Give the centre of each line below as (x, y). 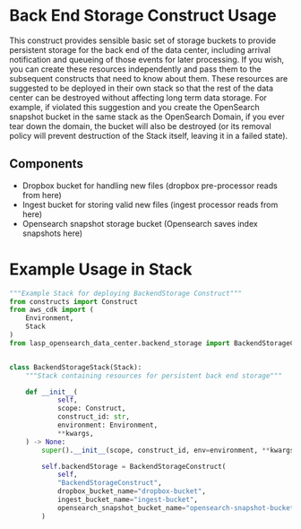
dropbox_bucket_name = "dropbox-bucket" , (131, 491)
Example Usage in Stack (101, 269)
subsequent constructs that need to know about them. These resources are (149, 78)
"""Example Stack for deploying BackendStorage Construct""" (126, 293)
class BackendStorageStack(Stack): (76, 367)
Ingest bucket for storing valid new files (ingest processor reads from (150, 204)
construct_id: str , (93, 417)
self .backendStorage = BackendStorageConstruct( (134, 466)
